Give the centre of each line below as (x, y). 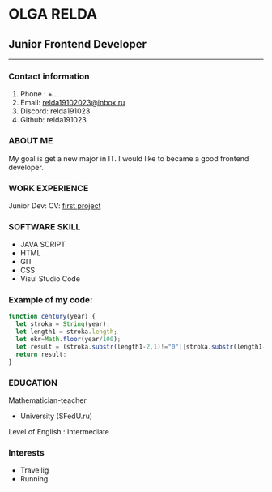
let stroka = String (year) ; (63, 324)
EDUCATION (33, 383)
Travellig (34, 470)
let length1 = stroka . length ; (66, 332)
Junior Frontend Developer (78, 44)
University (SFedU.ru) (56, 416)
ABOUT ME (31, 141)
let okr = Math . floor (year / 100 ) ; (68, 340)
